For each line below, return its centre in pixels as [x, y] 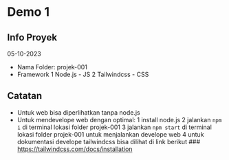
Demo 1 [29, 12]
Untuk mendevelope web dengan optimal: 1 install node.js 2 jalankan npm [119, 119]
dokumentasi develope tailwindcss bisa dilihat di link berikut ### [109, 141]
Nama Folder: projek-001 [52, 67]
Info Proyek [32, 37]
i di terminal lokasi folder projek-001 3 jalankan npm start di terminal [114, 127]
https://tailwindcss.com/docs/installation [75, 149]
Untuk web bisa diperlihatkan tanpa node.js [78, 112]
